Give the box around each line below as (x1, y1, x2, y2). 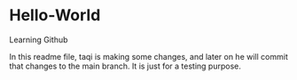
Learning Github (9, 34, 68, 45)
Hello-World (9, 5, 101, 25)
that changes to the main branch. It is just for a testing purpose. (9, 61, 242, 71)
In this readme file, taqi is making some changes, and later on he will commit (9, 51, 288, 62)
